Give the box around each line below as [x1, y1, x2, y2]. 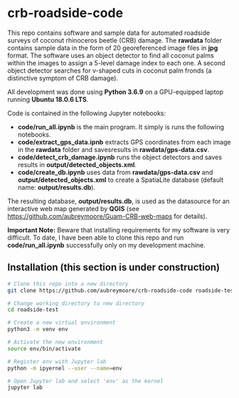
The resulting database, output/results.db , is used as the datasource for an [7, 197, 230, 205]
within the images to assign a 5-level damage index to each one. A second [7, 58, 225, 67]
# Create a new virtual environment [7, 319, 116, 326]
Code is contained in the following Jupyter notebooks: [7, 109, 166, 117]
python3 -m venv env [7, 326, 69, 333]
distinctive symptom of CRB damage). [7, 73, 119, 82]
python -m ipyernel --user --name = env [7, 365, 122, 372]
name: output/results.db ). [17, 183, 96, 191]
